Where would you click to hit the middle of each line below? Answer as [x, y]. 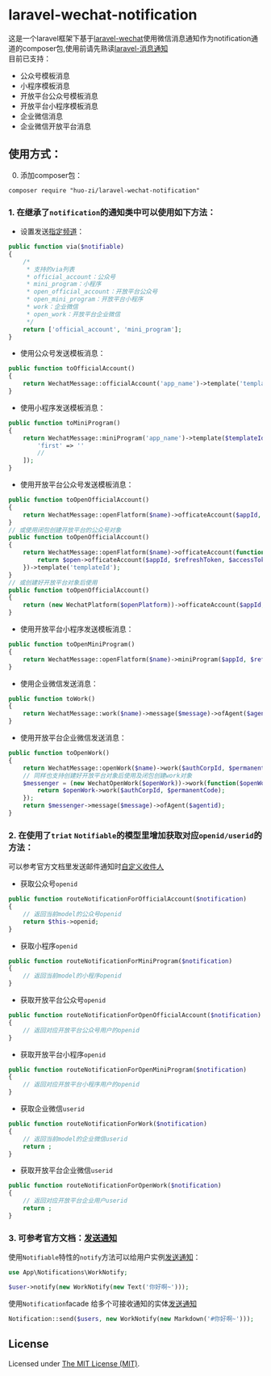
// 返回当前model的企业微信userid [75, 1139]
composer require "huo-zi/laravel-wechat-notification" [104, 190]
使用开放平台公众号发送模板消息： [77, 485]
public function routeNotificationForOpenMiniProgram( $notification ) [128, 1070]
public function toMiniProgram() [65, 423]
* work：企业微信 [52, 307]
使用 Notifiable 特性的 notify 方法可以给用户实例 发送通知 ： [104, 1257]
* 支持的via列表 [50, 269]
